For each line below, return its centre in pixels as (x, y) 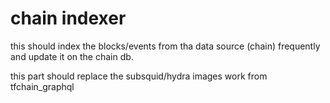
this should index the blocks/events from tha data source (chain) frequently (165, 46)
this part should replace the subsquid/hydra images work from (139, 76)
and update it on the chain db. (72, 56)
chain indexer (68, 18)
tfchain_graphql (42, 86)
